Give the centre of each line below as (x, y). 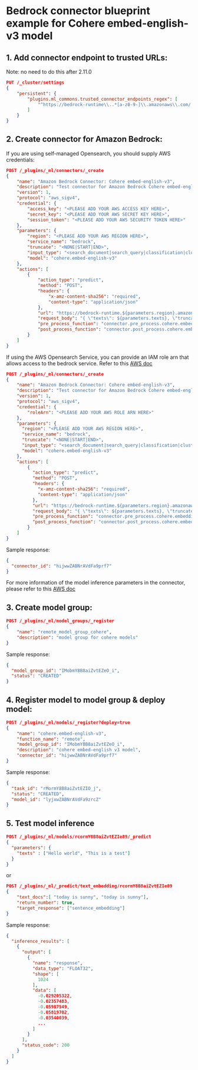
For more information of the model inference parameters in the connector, (96, 583)
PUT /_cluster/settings (35, 82)
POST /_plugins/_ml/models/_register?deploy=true (68, 722)
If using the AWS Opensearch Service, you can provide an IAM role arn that (98, 357)
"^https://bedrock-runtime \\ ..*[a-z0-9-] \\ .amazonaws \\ (108, 104)
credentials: (20, 160)
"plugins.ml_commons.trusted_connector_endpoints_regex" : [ (103, 99)
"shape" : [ (46, 974)
